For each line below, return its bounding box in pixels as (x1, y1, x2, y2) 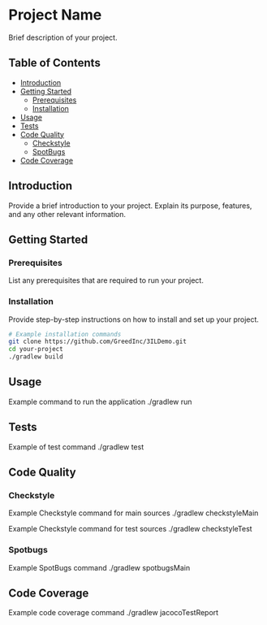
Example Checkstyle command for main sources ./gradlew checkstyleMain (8, 508, 259, 518)
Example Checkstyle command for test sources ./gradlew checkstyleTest (8, 524, 253, 534)
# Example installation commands (8, 330, 122, 338)
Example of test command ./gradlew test (8, 441, 144, 452)
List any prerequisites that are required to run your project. (8, 276, 205, 285)
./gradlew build (8, 353, 63, 361)
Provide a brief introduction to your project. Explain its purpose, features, (8, 201, 252, 211)
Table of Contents (8, 56, 101, 70)
